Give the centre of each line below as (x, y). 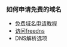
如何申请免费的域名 (34, 9)
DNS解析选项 (31, 38)
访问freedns (30, 31)
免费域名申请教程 (36, 23)
